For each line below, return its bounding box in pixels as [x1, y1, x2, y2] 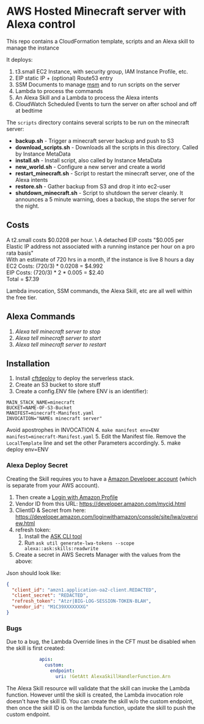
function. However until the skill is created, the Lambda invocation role [6, 691, 183, 698]
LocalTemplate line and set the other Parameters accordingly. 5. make [6, 439, 181, 447]
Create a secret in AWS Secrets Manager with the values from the [15, 551, 181, 558]
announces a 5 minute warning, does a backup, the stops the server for [15, 195, 195, 203]
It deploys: [6, 56, 33, 63]
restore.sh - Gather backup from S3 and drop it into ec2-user [15, 183, 171, 190]
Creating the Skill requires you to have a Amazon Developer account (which [6, 475, 197, 482]
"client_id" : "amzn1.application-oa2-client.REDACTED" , [12, 587, 157, 593]
